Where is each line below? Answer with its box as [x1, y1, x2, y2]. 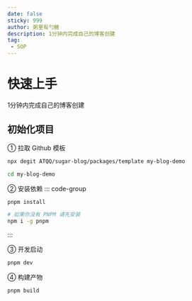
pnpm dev [7, 259, 33, 266]
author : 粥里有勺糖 [7, 23, 60, 30]
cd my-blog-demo [7, 171, 55, 178]
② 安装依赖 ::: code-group [7, 184, 86, 193]
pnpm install [7, 198, 46, 205]
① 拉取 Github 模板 [7, 143, 66, 152]
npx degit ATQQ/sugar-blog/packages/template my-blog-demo [7, 157, 186, 165]
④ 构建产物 [7, 273, 43, 281]
